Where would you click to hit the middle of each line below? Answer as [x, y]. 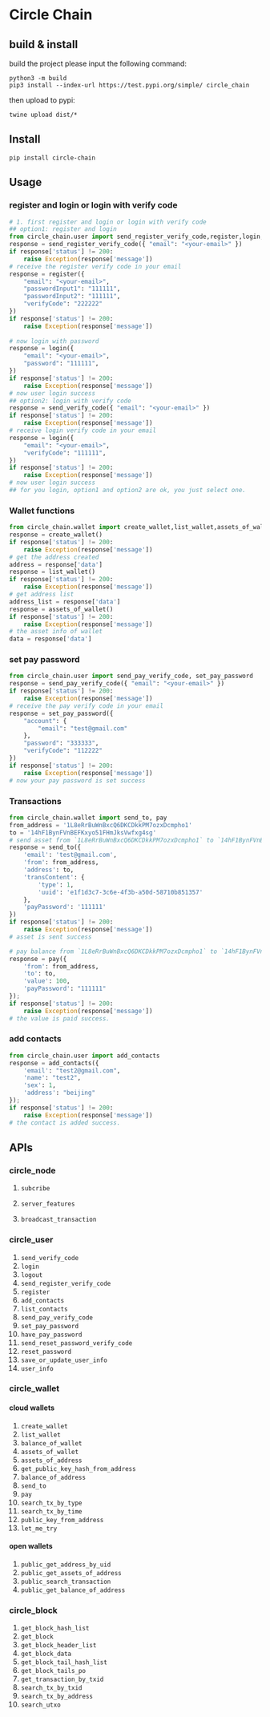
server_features [48, 1204]
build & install [44, 44]
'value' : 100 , [47, 981]
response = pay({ [38, 959]
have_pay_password [51, 1335]
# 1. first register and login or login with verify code [108, 222]
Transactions [36, 801]
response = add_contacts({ [54, 1063]
